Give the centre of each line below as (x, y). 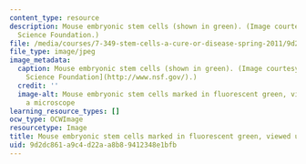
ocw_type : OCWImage (46, 119)
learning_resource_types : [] (65, 111)
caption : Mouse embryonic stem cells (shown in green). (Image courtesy (158, 69)
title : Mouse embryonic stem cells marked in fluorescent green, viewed (150, 137)
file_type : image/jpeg (52, 52)
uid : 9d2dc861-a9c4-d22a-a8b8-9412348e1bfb (93, 145)
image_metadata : (40, 60)
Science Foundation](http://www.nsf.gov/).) (112, 77)
